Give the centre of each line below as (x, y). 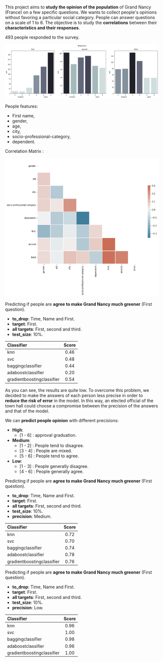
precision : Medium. (32, 516)
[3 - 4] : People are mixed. (45, 450)
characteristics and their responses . (43, 28)
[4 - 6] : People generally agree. (52, 471)
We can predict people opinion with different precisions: (62, 420)
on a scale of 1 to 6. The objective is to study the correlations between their (81, 22)
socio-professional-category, (41, 137)
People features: (21, 107)
